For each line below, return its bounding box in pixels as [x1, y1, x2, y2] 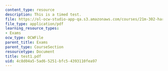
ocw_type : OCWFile [5, 35, 43, 40]
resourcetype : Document [5, 49, 55, 54]
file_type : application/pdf [5, 21, 64, 26]
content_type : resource [5, 7, 55, 12]
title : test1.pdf [5, 53, 41, 59]
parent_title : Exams [5, 40, 48, 45]
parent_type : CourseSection [5, 44, 64, 49]
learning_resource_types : [5, 26, 59, 31]
